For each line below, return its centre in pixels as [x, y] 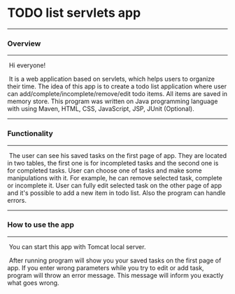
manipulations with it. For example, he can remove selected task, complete [115, 178]
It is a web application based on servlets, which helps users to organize [112, 79]
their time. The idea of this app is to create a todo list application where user [117, 86]
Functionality [30, 133]
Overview [24, 44]
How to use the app [41, 225]
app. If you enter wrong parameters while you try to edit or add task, [106, 267]
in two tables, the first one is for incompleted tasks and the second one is [113, 163]
